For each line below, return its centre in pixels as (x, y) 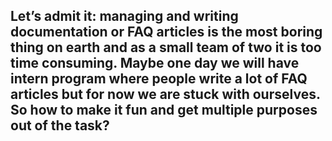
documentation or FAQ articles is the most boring (166, 32)
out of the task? (60, 125)
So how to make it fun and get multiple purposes (164, 110)
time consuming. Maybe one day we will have (155, 63)
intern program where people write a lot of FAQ (159, 79)
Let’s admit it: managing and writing (124, 16)
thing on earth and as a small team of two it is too (166, 47)
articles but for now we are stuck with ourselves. (165, 94)
